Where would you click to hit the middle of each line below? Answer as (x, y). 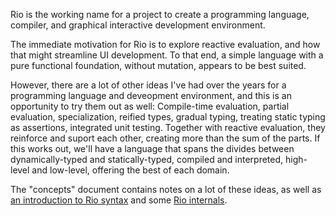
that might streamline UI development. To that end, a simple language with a (167, 55)
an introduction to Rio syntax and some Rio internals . (119, 200)
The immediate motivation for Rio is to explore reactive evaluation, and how (165, 44)
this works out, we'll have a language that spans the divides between (152, 148)
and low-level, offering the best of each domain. (130, 170)
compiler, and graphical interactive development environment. (138, 25)
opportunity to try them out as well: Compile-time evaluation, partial (150, 106)
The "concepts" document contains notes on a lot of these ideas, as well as (166, 189)
